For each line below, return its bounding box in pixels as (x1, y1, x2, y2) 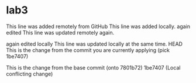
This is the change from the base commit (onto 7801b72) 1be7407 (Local (6, 64, 181, 71)
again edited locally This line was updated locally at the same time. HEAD (6, 40, 183, 47)
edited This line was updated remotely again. (6, 29, 115, 36)
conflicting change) (6, 70, 53, 77)
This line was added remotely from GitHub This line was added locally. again (6, 23, 190, 30)
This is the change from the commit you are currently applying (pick (6, 46, 170, 53)
